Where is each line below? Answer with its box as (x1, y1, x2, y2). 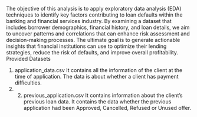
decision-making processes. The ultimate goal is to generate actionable (6, 37, 180, 43)
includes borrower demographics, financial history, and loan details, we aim (6, 24, 190, 31)
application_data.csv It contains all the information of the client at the (14, 67, 183, 73)
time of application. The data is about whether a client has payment (14, 73, 179, 80)
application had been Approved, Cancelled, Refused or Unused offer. (23, 105, 192, 111)
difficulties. (14, 79, 42, 86)
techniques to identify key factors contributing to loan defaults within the (6, 11, 183, 18)
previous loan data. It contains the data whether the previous (23, 98, 172, 105)
